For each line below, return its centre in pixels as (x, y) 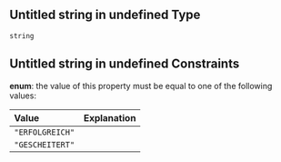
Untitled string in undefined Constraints (125, 64)
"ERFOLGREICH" (45, 132)
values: (23, 96)
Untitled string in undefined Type (105, 15)
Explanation (110, 117)
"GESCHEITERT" (45, 144)
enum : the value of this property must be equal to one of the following (141, 86)
